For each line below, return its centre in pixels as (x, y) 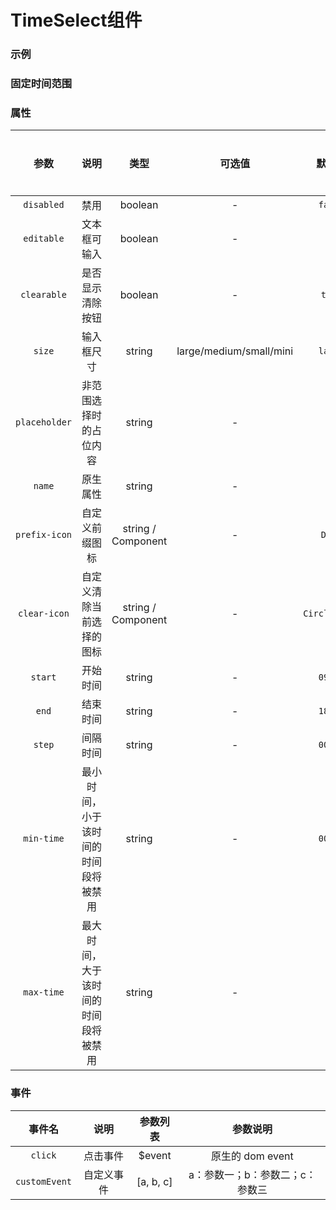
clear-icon (44, 614)
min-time (44, 839)
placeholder (44, 422)
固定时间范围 (41, 84)
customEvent (44, 1181)
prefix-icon (44, 535)
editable (44, 239)
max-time (44, 992)
